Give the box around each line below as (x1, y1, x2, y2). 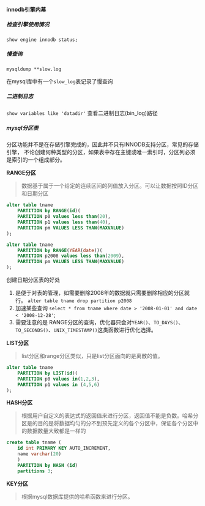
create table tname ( (6, 439, 62, 446)
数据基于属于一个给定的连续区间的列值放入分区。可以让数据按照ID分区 (21, 182, 199, 190)
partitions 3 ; (17, 468, 53, 474)
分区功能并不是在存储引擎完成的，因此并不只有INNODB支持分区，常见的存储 (6, 141, 199, 148)
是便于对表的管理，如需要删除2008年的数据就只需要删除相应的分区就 (15, 289, 190, 297)
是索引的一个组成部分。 (6, 156, 65, 163)
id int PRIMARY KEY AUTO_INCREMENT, (17, 445, 111, 452)
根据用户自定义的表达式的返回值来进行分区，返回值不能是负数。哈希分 (21, 412, 199, 419)
